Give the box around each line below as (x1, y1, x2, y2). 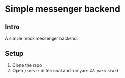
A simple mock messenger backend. (5, 35, 78, 41)
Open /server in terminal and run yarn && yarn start (12, 67, 119, 73)
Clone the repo (12, 62, 42, 68)
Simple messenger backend (5, 3, 121, 15)
